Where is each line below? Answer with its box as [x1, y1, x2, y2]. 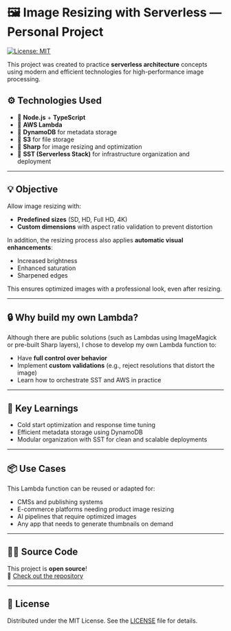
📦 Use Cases [7, 462, 67, 475]
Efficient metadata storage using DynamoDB [16, 428, 143, 437]
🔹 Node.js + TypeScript [16, 113, 86, 121]
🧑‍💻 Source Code [7, 546, 78, 558]
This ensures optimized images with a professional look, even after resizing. [7, 285, 222, 293]
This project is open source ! [7, 564, 87, 572]
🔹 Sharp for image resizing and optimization [16, 142, 142, 151]
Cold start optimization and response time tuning [16, 421, 156, 429]
